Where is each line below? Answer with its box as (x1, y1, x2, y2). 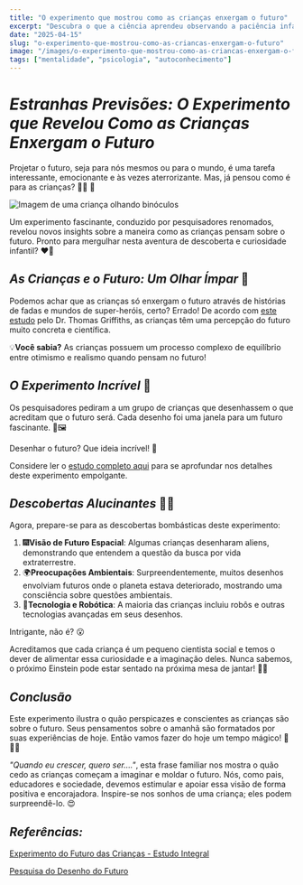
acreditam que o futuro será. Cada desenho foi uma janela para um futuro (9, 412, 283, 423)
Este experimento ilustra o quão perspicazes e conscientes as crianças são (9, 713, 289, 724)
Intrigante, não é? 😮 (9, 627, 86, 638)
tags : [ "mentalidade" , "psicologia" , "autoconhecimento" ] (9, 55, 232, 64)
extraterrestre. (22, 557, 77, 568)
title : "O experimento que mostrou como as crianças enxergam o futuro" (9, 13, 289, 23)
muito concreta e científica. (9, 324, 111, 335)
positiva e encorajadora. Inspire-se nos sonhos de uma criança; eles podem (9, 788, 292, 799)
